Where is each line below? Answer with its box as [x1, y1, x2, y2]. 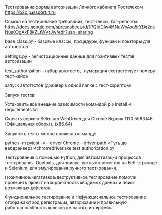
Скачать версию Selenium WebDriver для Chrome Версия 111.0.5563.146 [5, 116, 153, 121]
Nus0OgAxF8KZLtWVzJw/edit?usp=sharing [5, 29, 93, 35]
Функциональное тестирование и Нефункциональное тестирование [5, 195, 146, 200]
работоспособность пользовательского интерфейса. [5, 205, 115, 210]
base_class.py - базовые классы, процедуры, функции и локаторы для [5, 39, 151, 44]
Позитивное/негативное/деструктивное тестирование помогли [5, 175, 137, 180]
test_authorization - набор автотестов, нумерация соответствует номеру [5, 68, 155, 74]
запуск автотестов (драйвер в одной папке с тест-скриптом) [5, 82, 131, 88]
